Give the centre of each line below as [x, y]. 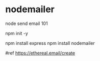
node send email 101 [27, 23]
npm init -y [17, 33]
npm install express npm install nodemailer [50, 43]
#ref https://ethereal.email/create [40, 53]
